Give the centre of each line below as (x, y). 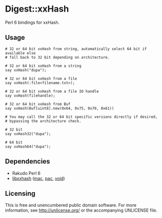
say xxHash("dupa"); (26, 70)
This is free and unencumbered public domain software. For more (71, 205)
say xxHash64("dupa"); (28, 147)
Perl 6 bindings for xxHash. (32, 22)
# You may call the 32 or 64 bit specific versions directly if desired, (81, 117)
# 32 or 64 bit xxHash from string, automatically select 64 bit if (76, 49)
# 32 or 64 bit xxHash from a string (43, 66)
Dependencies (27, 161)
